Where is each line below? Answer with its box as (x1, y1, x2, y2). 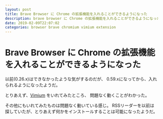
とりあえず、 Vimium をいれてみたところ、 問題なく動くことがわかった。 (5, 93, 149, 98)
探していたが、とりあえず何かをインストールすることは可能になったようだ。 (5, 109, 158, 115)
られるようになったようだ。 (5, 82, 61, 88)
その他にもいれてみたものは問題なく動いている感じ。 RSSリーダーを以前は (5, 103, 154, 108)
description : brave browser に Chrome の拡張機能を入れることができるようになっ (5, 16, 157, 21)
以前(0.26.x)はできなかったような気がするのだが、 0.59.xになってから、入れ (5, 76, 157, 82)
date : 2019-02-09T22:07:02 (5, 20, 60, 26)
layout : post (5, 7, 32, 12)
